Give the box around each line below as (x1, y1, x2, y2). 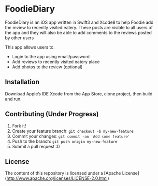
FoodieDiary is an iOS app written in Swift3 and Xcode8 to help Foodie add (5, 19, 154, 25)
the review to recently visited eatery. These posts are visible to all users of (5, 24, 153, 30)
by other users (5, 35, 34, 41)
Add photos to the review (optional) (12, 64, 83, 70)
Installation (5, 78, 40, 86)
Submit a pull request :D (12, 143, 60, 149)
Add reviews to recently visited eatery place (12, 59, 100, 64)
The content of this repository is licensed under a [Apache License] (5, 170, 139, 176)
